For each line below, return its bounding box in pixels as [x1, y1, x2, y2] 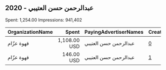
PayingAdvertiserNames [84, 28, 144, 35]
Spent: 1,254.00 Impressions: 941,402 [5, 17, 83, 23]
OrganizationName [7, 28, 53, 35]
